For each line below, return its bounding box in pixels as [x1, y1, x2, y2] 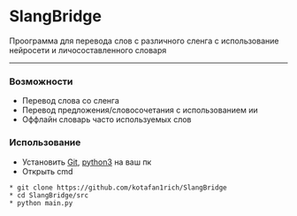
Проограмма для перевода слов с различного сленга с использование [9, 35, 279, 46]
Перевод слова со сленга [21, 96, 119, 106]
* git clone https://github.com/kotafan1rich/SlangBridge [9, 183, 227, 192]
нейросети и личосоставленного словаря [9, 44, 167, 55]
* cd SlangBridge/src [9, 190, 89, 200]
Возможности [9, 75, 73, 88]
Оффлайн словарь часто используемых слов [21, 114, 192, 125]
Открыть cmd [21, 166, 73, 176]
